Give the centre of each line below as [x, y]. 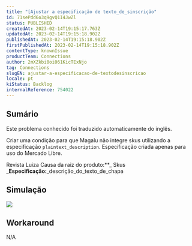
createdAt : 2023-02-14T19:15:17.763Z [53, 28]
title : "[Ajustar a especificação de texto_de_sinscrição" [82, 12]
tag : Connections [28, 67]
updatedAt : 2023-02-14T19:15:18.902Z [53, 34]
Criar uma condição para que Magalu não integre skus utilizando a [88, 140]
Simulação [26, 190]
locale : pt [20, 79]
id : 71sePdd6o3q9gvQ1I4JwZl [41, 17]
